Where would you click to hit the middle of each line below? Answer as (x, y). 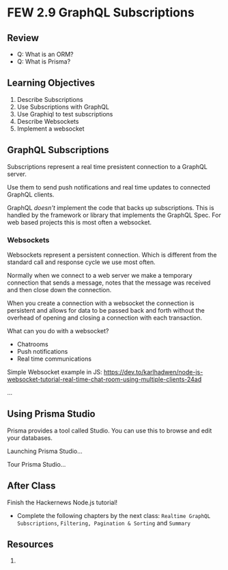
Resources (30, 544)
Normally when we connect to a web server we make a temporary (100, 275)
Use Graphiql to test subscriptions (65, 114)
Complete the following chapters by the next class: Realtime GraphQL (114, 515)
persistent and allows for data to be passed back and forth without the (106, 310)
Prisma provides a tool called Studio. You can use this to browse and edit (110, 430)
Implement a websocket (51, 129)
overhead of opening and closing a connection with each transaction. (105, 318)
